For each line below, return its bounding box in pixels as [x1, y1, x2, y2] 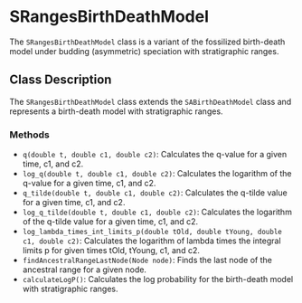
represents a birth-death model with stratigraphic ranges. [9, 106, 223, 117]
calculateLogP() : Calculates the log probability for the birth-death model [22, 274, 294, 285]
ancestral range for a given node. [22, 264, 147, 275]
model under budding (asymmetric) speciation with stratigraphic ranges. [9, 45, 279, 56]
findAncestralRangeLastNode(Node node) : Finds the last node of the [22, 255, 273, 266]
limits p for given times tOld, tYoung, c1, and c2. [22, 245, 201, 256]
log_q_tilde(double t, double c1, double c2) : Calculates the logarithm [22, 206, 292, 218]
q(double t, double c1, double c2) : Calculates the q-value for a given [22, 149, 288, 160]
